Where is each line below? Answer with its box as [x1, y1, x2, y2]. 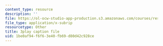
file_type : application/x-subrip [5, 20, 73, 25]
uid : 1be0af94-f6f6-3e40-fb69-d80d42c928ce [5, 34, 95, 39]
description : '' [5, 11, 38, 16]
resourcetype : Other [5, 25, 47, 30]
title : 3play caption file [5, 29, 60, 34]
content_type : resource [5, 7, 53, 12]
